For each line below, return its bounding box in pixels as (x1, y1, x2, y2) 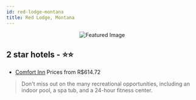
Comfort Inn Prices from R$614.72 (15, 68, 101, 76)
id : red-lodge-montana (6, 8, 64, 15)
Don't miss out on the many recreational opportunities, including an (21, 80, 191, 88)
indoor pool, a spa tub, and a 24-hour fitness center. (21, 87, 153, 94)
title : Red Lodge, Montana (6, 15, 75, 21)
